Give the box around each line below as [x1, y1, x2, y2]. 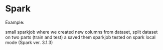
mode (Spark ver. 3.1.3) [5, 39, 53, 45]
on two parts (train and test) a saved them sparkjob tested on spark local [5, 34, 156, 40]
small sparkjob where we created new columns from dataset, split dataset [5, 29, 158, 35]
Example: [5, 19, 25, 25]
